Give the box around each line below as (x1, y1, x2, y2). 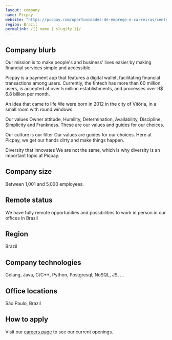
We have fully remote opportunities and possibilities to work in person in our (5, 209, 166, 215)
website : (5, 17, 24, 22)
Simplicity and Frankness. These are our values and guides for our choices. (5, 122, 165, 128)
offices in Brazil (5, 215, 38, 221)
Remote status (5, 196, 53, 205)
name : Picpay (5, 12, 33, 17)
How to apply (5, 315, 49, 324)
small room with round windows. (5, 106, 74, 112)
